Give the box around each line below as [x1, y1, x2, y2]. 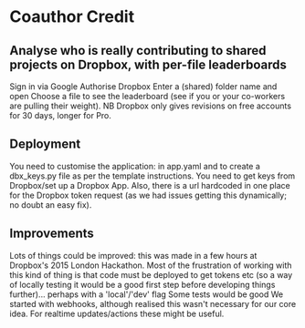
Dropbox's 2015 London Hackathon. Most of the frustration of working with [9, 260, 292, 271]
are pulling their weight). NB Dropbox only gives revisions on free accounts [9, 100, 292, 111]
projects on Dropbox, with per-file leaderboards [9, 56, 288, 72]
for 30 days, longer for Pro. [9, 110, 112, 120]
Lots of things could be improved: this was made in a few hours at [9, 250, 258, 261]
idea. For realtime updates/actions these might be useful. [9, 308, 225, 319]
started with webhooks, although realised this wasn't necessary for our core [9, 298, 297, 309]
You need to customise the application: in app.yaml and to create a [9, 160, 260, 171]
